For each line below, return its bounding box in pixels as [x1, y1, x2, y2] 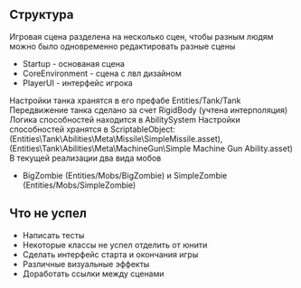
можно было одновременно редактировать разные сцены [9, 41, 236, 51]
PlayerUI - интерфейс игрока [22, 77, 133, 88]
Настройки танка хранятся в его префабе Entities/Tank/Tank [9, 95, 241, 106]
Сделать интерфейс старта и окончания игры [22, 248, 199, 260]
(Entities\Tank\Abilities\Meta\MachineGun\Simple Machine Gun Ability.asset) [9, 143, 294, 153]
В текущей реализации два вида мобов [9, 153, 162, 163]
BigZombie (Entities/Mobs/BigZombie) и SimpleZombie [22, 170, 228, 181]
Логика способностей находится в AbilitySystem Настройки [9, 114, 241, 125]
